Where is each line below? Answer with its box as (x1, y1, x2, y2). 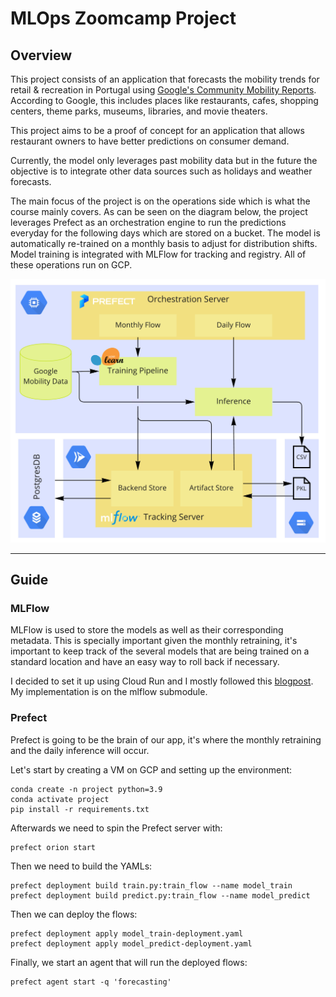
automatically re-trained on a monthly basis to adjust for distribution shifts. (10, 238, 318, 249)
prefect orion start (10, 842, 97, 852)
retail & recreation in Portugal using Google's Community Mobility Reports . (10, 84, 317, 96)
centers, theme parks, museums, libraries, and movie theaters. (10, 105, 268, 117)
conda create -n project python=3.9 (10, 784, 163, 794)
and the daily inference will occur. (10, 744, 150, 756)
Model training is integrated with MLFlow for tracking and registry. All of (10, 248, 307, 260)
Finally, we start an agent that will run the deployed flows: (10, 956, 248, 968)
